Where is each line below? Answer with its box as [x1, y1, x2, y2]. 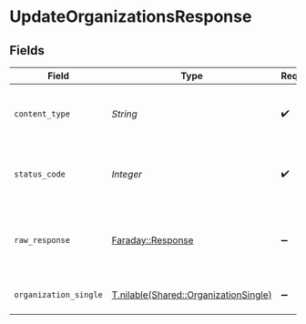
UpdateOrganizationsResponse [9, 6, 252, 27]
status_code [14, 169, 66, 179]
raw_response [14, 235, 71, 245]
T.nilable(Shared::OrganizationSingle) [111, 289, 272, 301]
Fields [9, 43, 46, 58]
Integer [111, 168, 143, 180]
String [111, 107, 138, 120]
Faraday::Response [111, 234, 194, 247]
